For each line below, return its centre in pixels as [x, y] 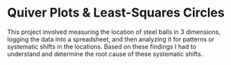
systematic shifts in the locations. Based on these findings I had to [102, 46]
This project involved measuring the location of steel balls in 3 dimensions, [114, 32]
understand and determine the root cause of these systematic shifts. [105, 54]
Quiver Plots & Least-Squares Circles [116, 13]
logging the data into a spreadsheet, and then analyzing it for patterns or [111, 39]
